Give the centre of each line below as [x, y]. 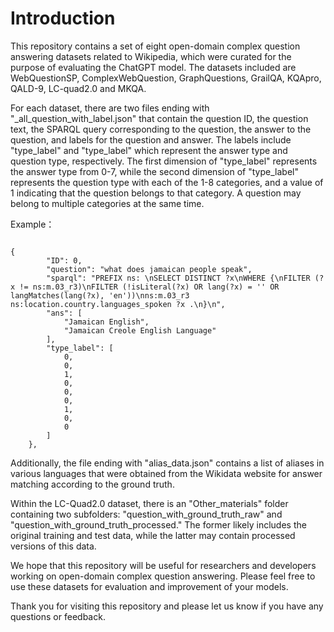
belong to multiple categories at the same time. [107, 203]
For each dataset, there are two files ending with [110, 108]
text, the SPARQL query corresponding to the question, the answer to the [161, 129]
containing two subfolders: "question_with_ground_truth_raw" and [146, 514]
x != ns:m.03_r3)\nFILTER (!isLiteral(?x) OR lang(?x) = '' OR [145, 287]
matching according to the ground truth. [92, 484]
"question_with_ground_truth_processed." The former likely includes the [158, 524]
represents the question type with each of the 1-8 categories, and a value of [167, 182]
